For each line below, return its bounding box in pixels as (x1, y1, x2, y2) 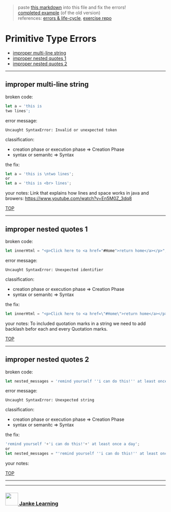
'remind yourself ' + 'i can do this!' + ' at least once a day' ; (5, 442, 140, 447)
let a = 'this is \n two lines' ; (5, 171, 74, 176)
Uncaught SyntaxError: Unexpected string (5, 397, 95, 403)
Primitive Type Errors (5, 33, 97, 45)
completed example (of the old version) (17, 10, 101, 16)
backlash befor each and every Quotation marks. (5, 326, 108, 332)
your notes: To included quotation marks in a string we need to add (5, 320, 146, 327)
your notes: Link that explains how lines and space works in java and (5, 190, 149, 196)
